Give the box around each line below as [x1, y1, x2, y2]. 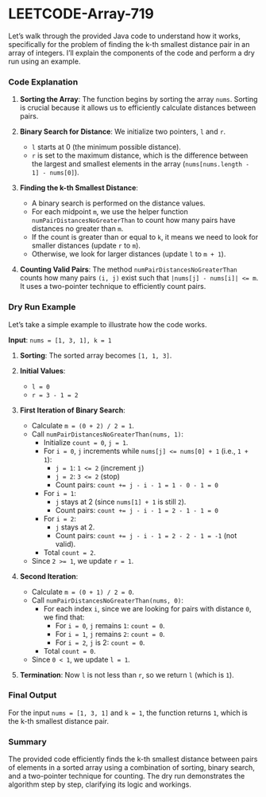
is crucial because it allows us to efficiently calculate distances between [19, 103, 256, 112]
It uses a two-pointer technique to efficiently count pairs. [19, 282, 206, 291]
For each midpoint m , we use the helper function [31, 207, 188, 217]
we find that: [43, 612, 85, 622]
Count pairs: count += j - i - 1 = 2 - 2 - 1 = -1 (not [55, 530, 237, 540]
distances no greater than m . [31, 224, 124, 233]
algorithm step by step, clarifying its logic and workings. [8, 779, 192, 789]
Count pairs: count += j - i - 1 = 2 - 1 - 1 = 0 [55, 505, 218, 514]
